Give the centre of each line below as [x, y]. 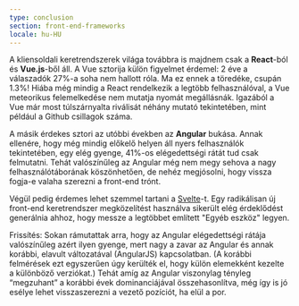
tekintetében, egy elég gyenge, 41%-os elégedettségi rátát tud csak [134, 153]
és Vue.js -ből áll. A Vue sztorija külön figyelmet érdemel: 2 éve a [129, 69]
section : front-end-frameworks [67, 26]
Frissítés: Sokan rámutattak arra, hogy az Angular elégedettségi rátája [137, 235]
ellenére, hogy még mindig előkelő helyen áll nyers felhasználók [127, 143]
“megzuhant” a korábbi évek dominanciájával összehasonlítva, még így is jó [149, 283]
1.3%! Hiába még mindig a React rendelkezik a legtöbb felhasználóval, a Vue [149, 88]
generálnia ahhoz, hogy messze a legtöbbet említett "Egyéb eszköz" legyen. [149, 218]
